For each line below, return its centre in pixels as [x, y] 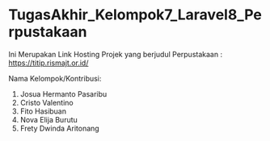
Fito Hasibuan [43, 111]
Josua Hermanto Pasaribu [63, 93]
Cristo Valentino [47, 102]
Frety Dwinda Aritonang [59, 128]
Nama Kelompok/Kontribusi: [55, 78]
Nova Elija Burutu [49, 119]
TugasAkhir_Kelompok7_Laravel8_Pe [135, 15]
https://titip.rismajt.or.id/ [49, 63]
